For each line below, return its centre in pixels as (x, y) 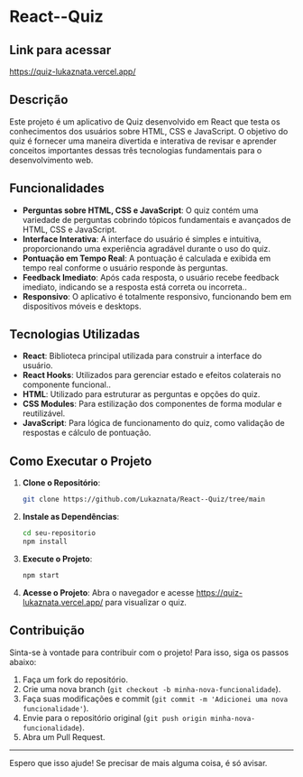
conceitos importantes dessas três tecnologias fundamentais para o (136, 150)
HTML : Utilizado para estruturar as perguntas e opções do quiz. (141, 394)
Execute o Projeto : (57, 559)
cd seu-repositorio (59, 533)
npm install (45, 541)
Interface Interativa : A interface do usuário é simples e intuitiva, (142, 239)
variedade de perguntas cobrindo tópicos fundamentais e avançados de (156, 219)
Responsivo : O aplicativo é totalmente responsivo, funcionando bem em (157, 296)
